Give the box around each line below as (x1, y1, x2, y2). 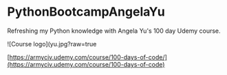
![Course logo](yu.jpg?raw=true (7, 40, 97, 48)
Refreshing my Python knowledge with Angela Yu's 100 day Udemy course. (7, 27, 221, 35)
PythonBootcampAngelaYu (7, 4, 165, 20)
